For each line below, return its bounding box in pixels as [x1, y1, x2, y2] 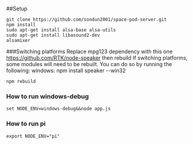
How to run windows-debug [6, 92, 89, 100]
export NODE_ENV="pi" [6, 133, 60, 139]
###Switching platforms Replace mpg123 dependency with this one [6, 48, 173, 55]
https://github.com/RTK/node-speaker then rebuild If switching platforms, [6, 54, 188, 61]
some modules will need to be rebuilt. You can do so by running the [6, 61, 172, 67]
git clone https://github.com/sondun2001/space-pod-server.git [6, 17, 167, 23]
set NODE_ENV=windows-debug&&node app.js [6, 106, 111, 112]
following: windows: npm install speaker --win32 [6, 67, 126, 74]
